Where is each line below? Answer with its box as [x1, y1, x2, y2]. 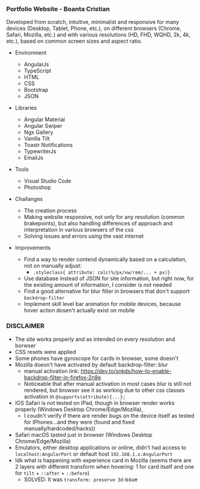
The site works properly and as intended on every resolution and [14, 335, 175, 343]
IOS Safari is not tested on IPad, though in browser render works [14, 399, 175, 406]
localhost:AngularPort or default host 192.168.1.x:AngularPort [14, 450, 173, 457]
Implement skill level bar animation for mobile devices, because [23, 301, 181, 308]
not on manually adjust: [23, 262, 82, 269]
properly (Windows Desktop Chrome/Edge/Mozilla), [14, 406, 143, 413]
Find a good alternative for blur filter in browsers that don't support [23, 287, 190, 295]
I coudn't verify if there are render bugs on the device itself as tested [23, 412, 195, 419]
